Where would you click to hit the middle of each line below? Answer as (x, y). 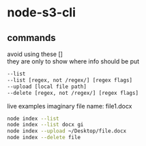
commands (31, 38)
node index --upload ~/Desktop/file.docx (67, 131)
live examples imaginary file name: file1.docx (70, 106)
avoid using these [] (35, 54)
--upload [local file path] (47, 87)
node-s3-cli (42, 13)
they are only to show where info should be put (73, 61)
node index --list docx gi (45, 125)
